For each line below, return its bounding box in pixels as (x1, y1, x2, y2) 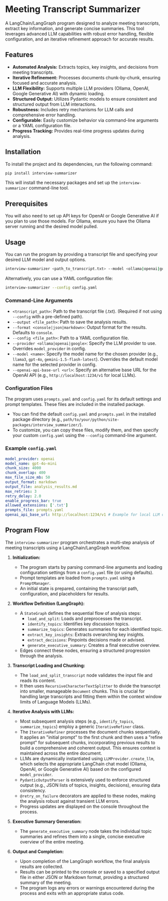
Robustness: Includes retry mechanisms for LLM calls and (12, 106, 133, 112)
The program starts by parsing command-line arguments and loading (19, 564, 162, 570)
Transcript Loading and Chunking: (12, 662, 85, 668)
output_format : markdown (5, 480, 57, 485)
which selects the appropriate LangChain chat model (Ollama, (19, 761, 147, 767)
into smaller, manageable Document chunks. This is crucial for (19, 688, 145, 694)
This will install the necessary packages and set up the (5, 179, 118, 186)
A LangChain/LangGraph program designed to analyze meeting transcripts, (5, 20, 160, 26)
